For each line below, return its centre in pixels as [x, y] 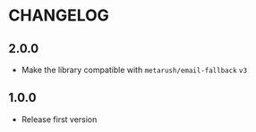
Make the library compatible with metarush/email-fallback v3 [134, 70]
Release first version [59, 119]
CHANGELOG [59, 16]
